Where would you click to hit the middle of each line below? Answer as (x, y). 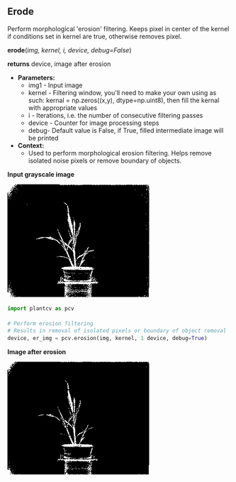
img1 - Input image (55, 85)
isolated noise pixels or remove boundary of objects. (105, 160)
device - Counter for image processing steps (94, 123)
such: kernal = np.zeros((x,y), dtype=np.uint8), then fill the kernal (124, 100)
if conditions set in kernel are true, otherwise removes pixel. (95, 36)
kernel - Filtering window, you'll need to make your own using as (122, 92)
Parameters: (36, 77)
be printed (43, 138)
